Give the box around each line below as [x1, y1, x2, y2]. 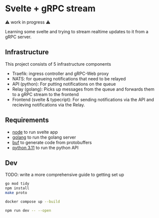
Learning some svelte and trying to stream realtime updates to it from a [5, 28, 149, 34]
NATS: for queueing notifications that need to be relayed [12, 75, 126, 81]
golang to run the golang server [12, 134, 76, 140]
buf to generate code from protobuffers [12, 139, 92, 145]
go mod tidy [5, 181, 29, 186]
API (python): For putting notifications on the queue [12, 81, 116, 87]
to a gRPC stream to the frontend [12, 91, 79, 97]
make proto [5, 191, 27, 195]
